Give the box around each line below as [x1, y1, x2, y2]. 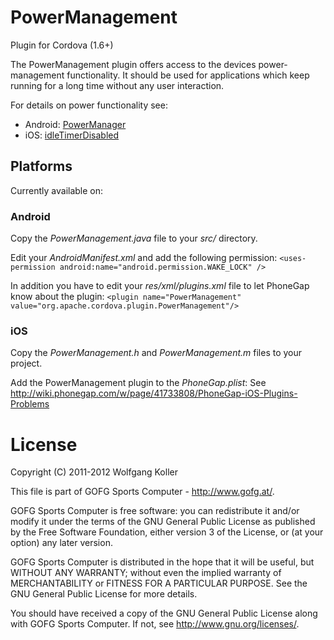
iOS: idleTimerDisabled [24, 129, 120, 141]
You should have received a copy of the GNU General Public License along [10, 607, 318, 620]
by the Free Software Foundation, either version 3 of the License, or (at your [10, 526, 324, 538]
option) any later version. [10, 537, 113, 549]
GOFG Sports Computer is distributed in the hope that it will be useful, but [10, 556, 315, 568]
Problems [10, 398, 50, 410]
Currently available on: [10, 184, 104, 196]
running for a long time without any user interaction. [10, 79, 225, 91]
